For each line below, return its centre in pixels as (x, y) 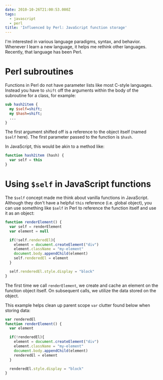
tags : (10, 14)
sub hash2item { (21, 105)
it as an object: (20, 213)
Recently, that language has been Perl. (44, 52)
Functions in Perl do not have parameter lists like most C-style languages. (79, 85)
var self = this (26, 160)
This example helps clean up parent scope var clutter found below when (78, 305)
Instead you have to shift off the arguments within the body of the (72, 90)
